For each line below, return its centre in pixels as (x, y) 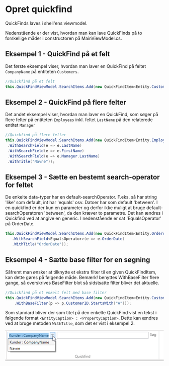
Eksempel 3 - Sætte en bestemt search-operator (82, 177)
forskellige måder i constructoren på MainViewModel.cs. (64, 38)
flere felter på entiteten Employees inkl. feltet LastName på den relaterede (79, 120)
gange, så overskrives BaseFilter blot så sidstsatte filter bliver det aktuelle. (82, 283)
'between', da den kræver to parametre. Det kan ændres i (104, 213)
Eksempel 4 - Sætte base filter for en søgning (78, 260)
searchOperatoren (24, 213)
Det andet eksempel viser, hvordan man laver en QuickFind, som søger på (82, 115)
